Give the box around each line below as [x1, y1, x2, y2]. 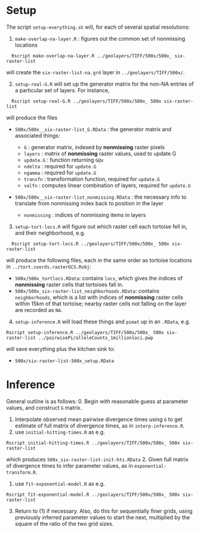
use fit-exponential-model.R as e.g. [14, 480, 106, 487]
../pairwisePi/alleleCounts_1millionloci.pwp [38, 335, 153, 341]
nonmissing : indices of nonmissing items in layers [23, 211, 146, 219]
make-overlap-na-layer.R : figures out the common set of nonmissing [14, 35, 186, 42]
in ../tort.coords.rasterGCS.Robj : [6, 263, 91, 270]
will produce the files [6, 114, 58, 121]
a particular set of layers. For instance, [14, 86, 110, 93]
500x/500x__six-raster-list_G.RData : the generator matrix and [14, 125, 172, 132]
